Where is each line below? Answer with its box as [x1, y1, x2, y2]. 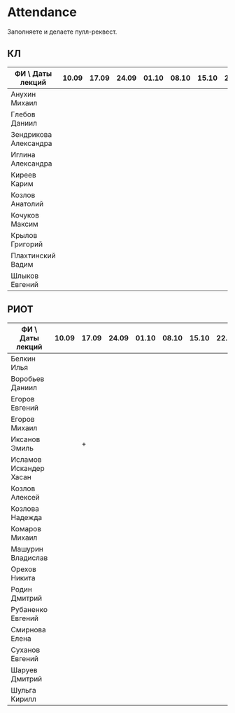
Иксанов [10, 434, 41, 444]
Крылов [10, 230, 38, 240]
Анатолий [10, 199, 44, 208]
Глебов [10, 109, 36, 119]
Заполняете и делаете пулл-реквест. [7, 27, 117, 36]
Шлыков [10, 271, 39, 281]
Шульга [10, 685, 36, 695]
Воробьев [10, 373, 45, 383]
